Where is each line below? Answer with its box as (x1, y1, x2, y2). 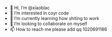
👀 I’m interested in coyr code (9, 10, 69, 16)
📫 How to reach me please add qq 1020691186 (9, 26, 107, 32)
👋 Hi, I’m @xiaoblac (9, 5, 50, 10)
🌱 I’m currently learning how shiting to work (9, 15, 100, 21)
